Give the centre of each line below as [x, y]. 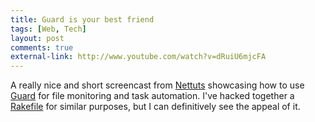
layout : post [37, 38]
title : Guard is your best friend [82, 19]
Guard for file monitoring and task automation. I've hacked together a [152, 96]
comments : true [42, 47]
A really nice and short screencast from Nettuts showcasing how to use [157, 85]
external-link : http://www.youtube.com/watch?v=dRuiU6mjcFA [138, 57]
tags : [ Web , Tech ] [48, 29]
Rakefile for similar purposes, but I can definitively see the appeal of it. [155, 107]
